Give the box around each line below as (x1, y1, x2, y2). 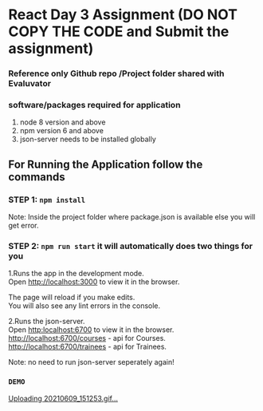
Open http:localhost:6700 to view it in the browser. (8, 325, 175, 334)
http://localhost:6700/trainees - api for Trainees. (8, 342, 167, 352)
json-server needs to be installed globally (19, 134, 157, 144)
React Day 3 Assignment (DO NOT (8, 6, 237, 24)
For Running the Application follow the (8, 157, 203, 171)
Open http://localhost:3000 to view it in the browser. (8, 277, 180, 287)
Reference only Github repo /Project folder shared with (8, 68, 225, 79)
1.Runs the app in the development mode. (8, 269, 145, 279)
